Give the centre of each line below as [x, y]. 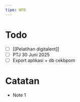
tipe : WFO [16, 10]
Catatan [22, 81]
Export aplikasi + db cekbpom [44, 60]
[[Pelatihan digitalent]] [36, 49]
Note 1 [19, 95]
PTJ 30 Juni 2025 [31, 55]
